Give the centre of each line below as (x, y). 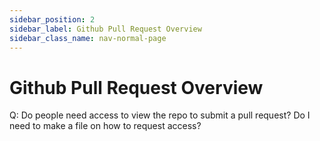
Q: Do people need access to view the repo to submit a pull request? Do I (160, 115)
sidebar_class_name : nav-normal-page (88, 38)
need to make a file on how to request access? (105, 126)
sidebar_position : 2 (52, 19)
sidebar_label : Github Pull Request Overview (105, 29)
